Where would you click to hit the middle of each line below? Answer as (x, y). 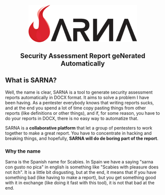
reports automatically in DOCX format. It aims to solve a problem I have (77, 97)
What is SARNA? (31, 81)
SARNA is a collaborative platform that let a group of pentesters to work (79, 128)
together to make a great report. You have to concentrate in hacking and (78, 133)
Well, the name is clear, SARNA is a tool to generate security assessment (79, 92)
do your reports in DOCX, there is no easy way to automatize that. (72, 118)
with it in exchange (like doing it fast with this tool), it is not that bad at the (80, 183)
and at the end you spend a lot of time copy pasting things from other (76, 108)
